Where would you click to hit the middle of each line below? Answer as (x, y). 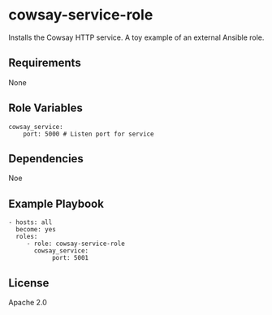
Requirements (45, 63)
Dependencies (46, 159)
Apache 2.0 (28, 302)
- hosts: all (30, 222)
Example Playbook (56, 203)
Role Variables (45, 108)
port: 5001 (70, 258)
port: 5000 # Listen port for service (89, 134)
